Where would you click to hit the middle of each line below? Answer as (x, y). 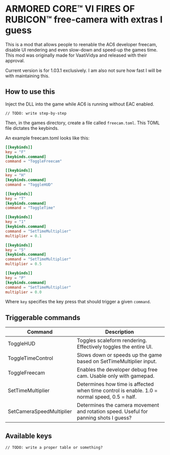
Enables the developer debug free (117, 370)
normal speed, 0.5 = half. (107, 397)
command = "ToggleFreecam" (34, 161)
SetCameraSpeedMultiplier (40, 411)
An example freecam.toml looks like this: (47, 138)
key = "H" (16, 176)
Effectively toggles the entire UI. (115, 347)
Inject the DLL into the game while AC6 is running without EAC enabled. (80, 104)
